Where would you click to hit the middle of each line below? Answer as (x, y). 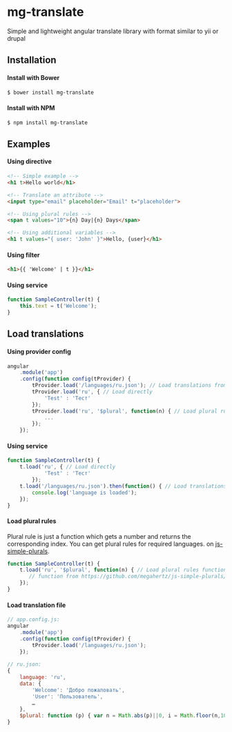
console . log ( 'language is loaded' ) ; (85, 493)
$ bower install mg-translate (51, 92)
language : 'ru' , (43, 677)
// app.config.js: (33, 620)
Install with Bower (33, 77)
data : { (30, 684)
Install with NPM (31, 108)
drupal (17, 38)
